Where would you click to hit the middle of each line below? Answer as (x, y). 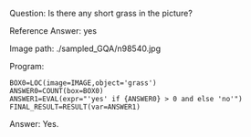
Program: (27, 66)
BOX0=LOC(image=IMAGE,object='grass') (83, 83)
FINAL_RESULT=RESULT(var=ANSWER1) (75, 107)
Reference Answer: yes (53, 31)
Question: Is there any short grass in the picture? (101, 13)
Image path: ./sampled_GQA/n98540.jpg (85, 48)
